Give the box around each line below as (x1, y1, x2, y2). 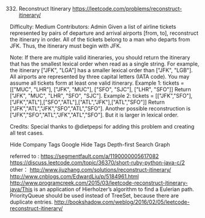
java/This (10, 186, 32, 193)
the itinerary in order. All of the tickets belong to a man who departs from (10, 36, 191, 43)
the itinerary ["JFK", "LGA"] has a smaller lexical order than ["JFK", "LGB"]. (10, 67, 193, 74)
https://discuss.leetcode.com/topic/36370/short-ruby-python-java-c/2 (10, 159, 185, 166)
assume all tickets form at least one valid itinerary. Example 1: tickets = (10, 79, 185, 86)
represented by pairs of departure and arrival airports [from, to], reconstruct (10, 29, 199, 37)
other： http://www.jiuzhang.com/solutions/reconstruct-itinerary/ (10, 166, 171, 173)
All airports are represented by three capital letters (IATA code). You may (10, 73, 190, 80)
